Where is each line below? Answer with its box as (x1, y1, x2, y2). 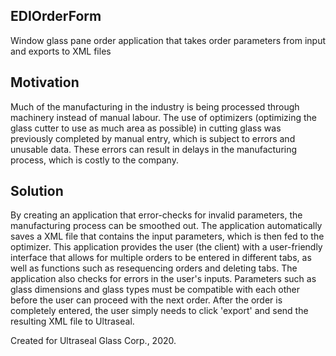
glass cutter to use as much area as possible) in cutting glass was (10, 122, 282, 134)
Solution (10, 183, 64, 200)
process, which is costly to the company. (10, 154, 179, 166)
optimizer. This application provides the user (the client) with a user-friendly (10, 241, 323, 253)
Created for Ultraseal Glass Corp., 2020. (10, 335, 177, 347)
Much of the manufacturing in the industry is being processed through (10, 100, 300, 113)
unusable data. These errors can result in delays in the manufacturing (10, 143, 298, 155)
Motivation (10, 74, 80, 91)
